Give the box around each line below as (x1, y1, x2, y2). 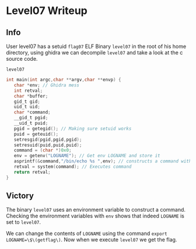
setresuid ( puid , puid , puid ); (13, 142, 82, 148)
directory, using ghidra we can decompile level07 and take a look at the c (6, 49, 183, 56)
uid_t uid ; (13, 104, 41, 110)
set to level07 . (6, 219, 41, 226)
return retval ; (13, 169, 51, 175)
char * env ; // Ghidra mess (13, 82, 80, 88)
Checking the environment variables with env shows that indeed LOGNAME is (6, 212, 185, 220)
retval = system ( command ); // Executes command (13, 164, 132, 170)
